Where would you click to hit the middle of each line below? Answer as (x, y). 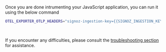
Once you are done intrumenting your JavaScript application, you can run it (82, 7)
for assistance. (20, 45)
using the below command (32, 12)
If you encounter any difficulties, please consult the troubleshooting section (82, 40)
